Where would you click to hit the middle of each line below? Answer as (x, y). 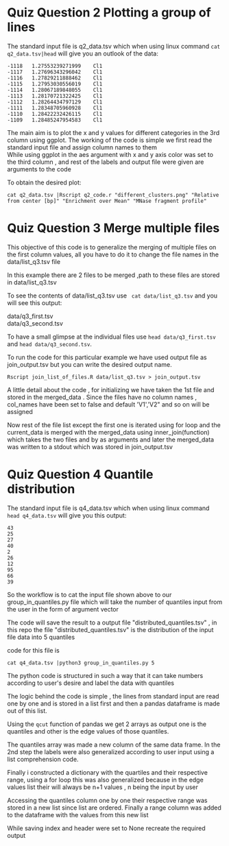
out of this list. (27, 710)
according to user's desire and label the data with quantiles (91, 683)
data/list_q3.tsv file (34, 261)
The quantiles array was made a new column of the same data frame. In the (114, 745)
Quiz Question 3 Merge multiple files (113, 228)
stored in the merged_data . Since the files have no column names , (102, 397)
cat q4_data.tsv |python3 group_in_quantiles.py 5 (81, 663)
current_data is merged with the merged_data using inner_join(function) (109, 432)
